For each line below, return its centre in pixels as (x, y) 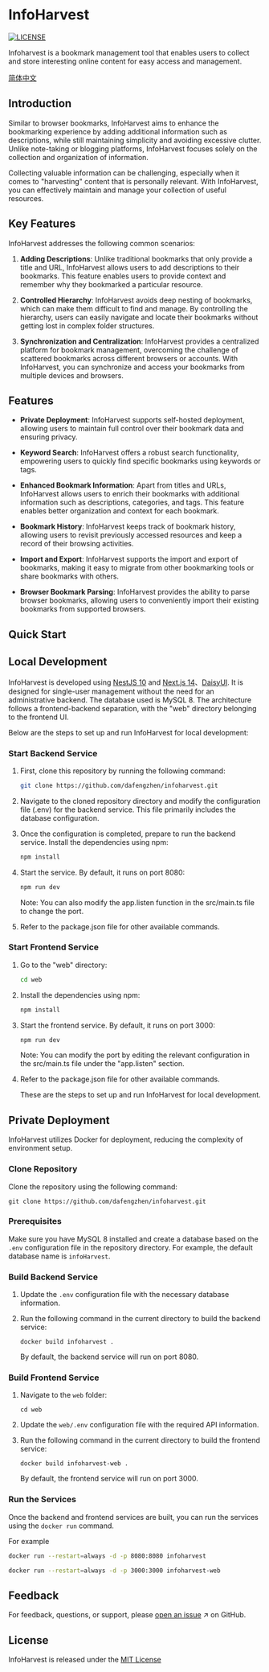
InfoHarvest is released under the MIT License (85, 1660)
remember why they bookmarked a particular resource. (111, 284)
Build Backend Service (53, 1277)
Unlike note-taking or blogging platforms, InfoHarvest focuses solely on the (133, 148)
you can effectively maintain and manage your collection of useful (118, 190)
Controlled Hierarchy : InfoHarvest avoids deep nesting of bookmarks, (136, 300)
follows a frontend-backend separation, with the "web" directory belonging (132, 708)
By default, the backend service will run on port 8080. (109, 1357)
